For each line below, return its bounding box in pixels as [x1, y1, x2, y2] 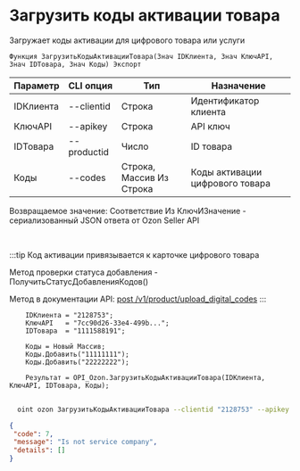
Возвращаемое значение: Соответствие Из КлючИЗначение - [9, 205, 247, 216]
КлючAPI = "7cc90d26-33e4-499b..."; [25, 318, 170, 327]
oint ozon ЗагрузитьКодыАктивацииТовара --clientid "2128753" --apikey [17, 405, 290, 414]
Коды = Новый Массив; [25, 342, 105, 351]
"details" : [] [12, 446, 66, 455]
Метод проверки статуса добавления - [9, 267, 159, 277]
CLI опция [68, 79, 113, 92]
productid [68, 145, 110, 158]
